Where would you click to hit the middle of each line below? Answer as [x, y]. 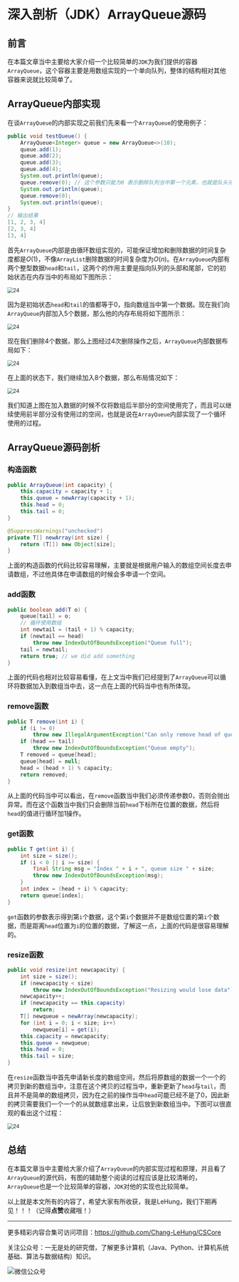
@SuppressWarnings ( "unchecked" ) [55, 531]
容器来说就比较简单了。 [42, 80]
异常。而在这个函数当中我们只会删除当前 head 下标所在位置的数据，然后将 [113, 805]
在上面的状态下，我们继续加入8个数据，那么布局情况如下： [94, 377]
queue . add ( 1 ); [41, 149]
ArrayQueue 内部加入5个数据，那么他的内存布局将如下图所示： [97, 313]
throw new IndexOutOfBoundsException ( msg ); [98, 876]
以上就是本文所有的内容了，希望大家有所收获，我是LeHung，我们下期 [109, 1201]
